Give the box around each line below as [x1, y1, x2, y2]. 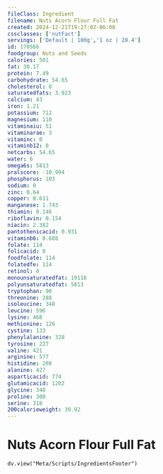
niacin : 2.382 [7, 221, 50, 228]
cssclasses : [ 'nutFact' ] [7, 30, 81, 38]
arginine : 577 [7, 353, 50, 360]
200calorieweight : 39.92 [7, 406, 81, 414]
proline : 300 [7, 393, 46, 400]
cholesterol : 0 [7, 83, 52, 90]
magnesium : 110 [7, 116, 52, 123]
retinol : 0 [7, 268, 40, 275]
